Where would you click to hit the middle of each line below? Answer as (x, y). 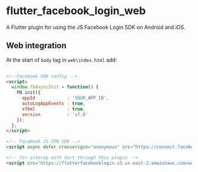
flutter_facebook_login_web (76, 11)
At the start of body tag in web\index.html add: (62, 59)
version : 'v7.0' (55, 114)
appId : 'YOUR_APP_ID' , (65, 98)
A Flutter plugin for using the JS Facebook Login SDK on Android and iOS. (96, 27)
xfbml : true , (53, 109)
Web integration (36, 46)
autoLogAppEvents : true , (53, 104)
